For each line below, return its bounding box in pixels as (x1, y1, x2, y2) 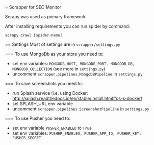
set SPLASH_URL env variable (12, 101, 73, 107)
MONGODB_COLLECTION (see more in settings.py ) (12, 66, 105, 72)
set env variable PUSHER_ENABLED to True (12, 125, 92, 131)
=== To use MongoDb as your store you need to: (5, 51, 104, 57)
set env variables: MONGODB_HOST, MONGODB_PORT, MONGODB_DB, (12, 61, 135, 66)
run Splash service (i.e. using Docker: (12, 90, 88, 96)
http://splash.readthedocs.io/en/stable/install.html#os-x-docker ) (12, 96, 143, 101)
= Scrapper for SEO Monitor (5, 4, 62, 10)
